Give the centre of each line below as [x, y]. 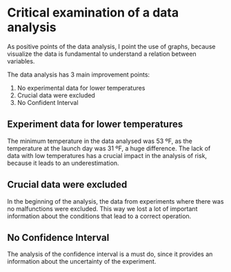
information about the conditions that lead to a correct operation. [99, 216]
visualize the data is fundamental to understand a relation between [102, 54]
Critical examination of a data [93, 13]
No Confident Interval [48, 102]
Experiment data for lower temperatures [95, 125]
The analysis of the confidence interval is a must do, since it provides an [110, 254]
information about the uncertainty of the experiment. [82, 262]
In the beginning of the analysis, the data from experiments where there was [115, 201]
